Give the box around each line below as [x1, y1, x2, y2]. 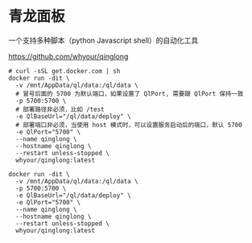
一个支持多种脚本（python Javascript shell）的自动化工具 [8, 35, 199, 45]
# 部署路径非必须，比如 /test [15, 105, 105, 113]
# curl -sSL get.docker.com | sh [8, 67, 121, 75]
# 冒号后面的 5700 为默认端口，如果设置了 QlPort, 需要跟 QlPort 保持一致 [15, 89, 244, 97]
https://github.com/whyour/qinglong [8, 51, 129, 61]
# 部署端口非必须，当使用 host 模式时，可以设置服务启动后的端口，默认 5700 [15, 121, 243, 129]
